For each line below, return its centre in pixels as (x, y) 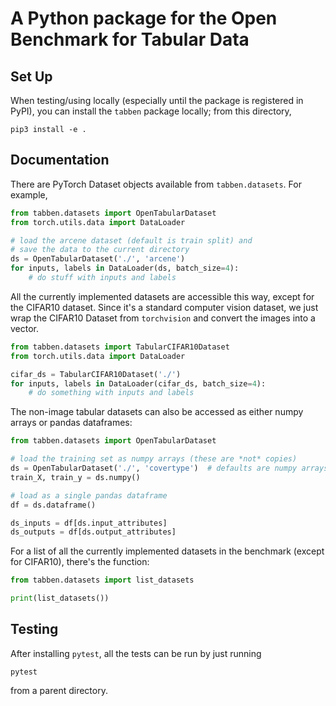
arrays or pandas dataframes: (71, 423)
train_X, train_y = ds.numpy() (75, 477)
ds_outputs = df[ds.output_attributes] (93, 532)
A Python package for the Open (144, 18)
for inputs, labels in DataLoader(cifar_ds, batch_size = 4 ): (138, 383)
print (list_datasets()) (60, 598)
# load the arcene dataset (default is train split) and (131, 240)
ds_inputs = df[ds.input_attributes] (89, 523)
